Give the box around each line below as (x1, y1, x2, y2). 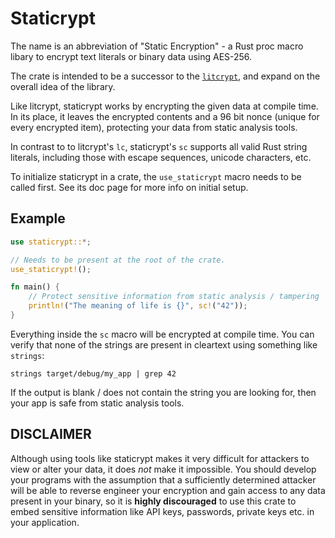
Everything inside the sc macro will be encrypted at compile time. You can (10, 328, 315, 340)
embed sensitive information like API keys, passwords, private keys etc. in (10, 505, 315, 517)
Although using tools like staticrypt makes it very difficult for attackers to (10, 452, 310, 464)
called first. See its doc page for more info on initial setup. (10, 181, 249, 193)
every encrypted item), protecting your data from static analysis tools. (10, 121, 298, 133)
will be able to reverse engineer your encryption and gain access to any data (10, 484, 326, 496)
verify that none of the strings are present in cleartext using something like (10, 338, 318, 351)
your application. (10, 516, 80, 528)
